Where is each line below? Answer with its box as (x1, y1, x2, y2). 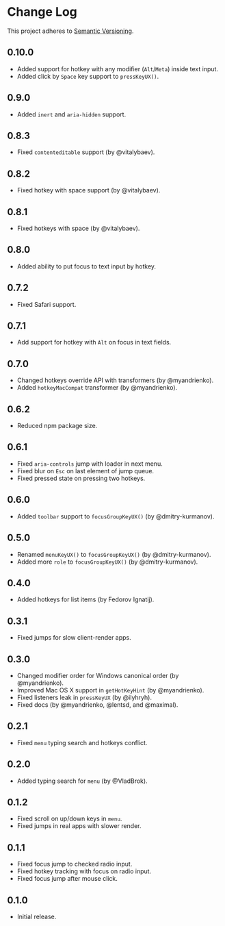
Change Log (7, 4, 77, 20)
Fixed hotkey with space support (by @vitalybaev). (16, 186, 161, 195)
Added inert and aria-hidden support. (16, 110, 127, 118)
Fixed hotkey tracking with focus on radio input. (16, 867, 152, 875)
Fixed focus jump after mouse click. (16, 875, 118, 883)
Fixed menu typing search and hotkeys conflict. (16, 738, 148, 747)
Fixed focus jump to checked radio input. (16, 860, 133, 868)
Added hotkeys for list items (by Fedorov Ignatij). (16, 595, 155, 603)
